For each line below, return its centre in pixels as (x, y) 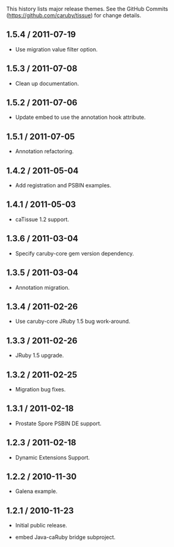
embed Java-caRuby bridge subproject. (65, 537)
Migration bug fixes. (40, 389)
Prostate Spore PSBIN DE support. (58, 423)
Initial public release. (41, 526)
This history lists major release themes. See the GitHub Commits (87, 9)
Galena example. (36, 491)
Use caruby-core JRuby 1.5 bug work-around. (73, 322)
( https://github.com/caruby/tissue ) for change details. (74, 15)
